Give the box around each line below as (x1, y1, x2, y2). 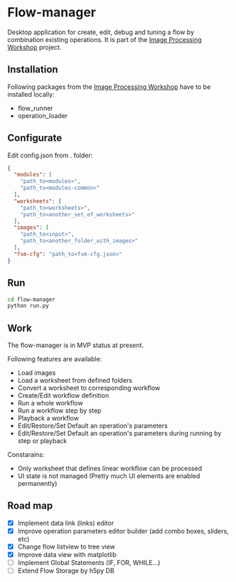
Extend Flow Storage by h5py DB (17, 566, 115, 575)
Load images (17, 369, 56, 377)
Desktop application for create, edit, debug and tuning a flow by (7, 28, 195, 36)
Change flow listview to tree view (17, 542, 116, 551)
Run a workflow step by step (17, 406, 102, 415)
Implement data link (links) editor (17, 519, 114, 527)
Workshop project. (7, 43, 62, 51)
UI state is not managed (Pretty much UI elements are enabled (17, 472, 200, 480)
